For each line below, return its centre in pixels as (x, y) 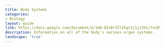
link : (11, 28)
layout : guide (20, 23)
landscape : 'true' (24, 37)
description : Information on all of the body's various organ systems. (80, 32)
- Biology (15, 19)
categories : (17, 14)
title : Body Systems (26, 10)
